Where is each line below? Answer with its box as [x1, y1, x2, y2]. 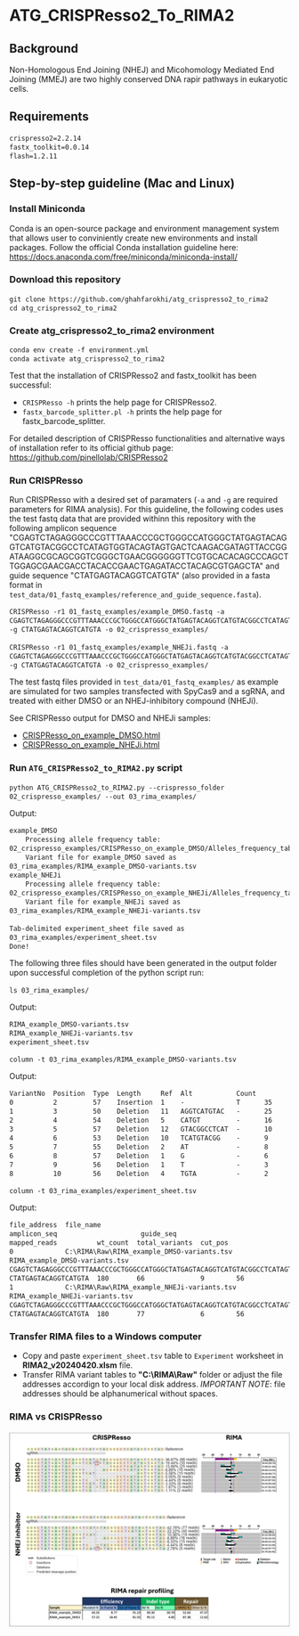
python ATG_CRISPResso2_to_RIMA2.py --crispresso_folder [9, 783, 225, 792]
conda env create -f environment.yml [9, 346, 149, 355]
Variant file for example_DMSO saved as [25, 853, 177, 862]
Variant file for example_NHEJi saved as [25, 897, 181, 906]
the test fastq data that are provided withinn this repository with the [9, 513, 256, 524]
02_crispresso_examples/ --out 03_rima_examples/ [9, 792, 198, 801]
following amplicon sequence [9, 523, 117, 534]
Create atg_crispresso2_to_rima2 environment [9, 324, 215, 337]
